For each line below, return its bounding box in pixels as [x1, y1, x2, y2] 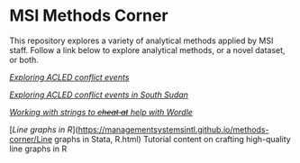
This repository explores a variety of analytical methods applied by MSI [9, 35, 274, 46]
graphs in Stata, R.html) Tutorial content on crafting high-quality [53, 133, 291, 144]
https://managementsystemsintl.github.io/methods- [77, 123, 269, 135]
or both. [9, 54, 39, 65]
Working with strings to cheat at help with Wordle [9, 106, 194, 117]
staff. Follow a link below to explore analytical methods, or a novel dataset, [9, 44, 286, 55]
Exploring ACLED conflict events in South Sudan [9, 89, 189, 100]
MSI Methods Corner [9, 5, 168, 26]
